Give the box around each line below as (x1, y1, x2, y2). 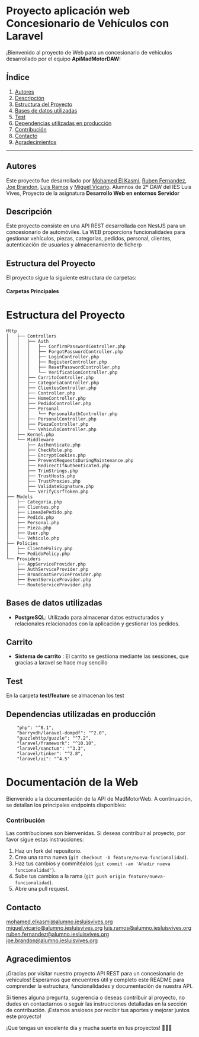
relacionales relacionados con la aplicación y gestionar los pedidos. (14, 620, 180, 627)
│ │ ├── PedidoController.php (6, 400, 92, 406)
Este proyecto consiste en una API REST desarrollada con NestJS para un (6, 222, 186, 229)
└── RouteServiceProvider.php (17, 582, 92, 587)
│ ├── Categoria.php (6, 499, 62, 505)
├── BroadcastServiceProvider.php (17, 572, 102, 577)
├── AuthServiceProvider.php (17, 566, 89, 572)
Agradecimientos (14, 138, 57, 146)
